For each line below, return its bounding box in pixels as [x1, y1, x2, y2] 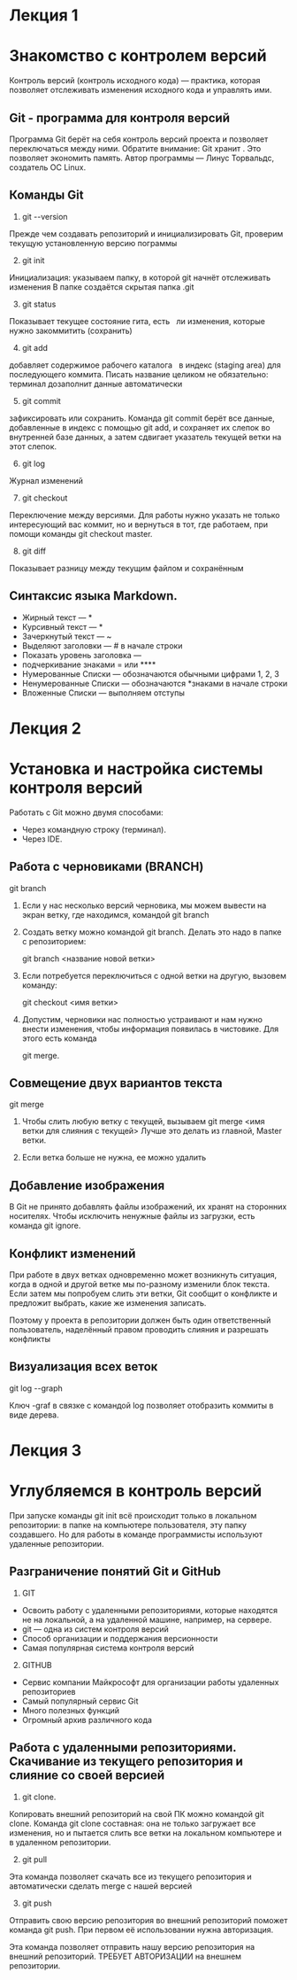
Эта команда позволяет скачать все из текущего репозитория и [9, 1871, 252, 1882]
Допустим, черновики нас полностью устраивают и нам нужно [21, 1013, 263, 1024]
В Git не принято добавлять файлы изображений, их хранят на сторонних [9, 1201, 287, 1212]
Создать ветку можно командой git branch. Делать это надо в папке [21, 927, 282, 937]
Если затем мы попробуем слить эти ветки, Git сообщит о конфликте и [9, 1288, 278, 1299]
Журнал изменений [9, 475, 84, 485]
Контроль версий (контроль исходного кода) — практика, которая [9, 75, 261, 86]
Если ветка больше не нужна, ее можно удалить [21, 1153, 207, 1163]
